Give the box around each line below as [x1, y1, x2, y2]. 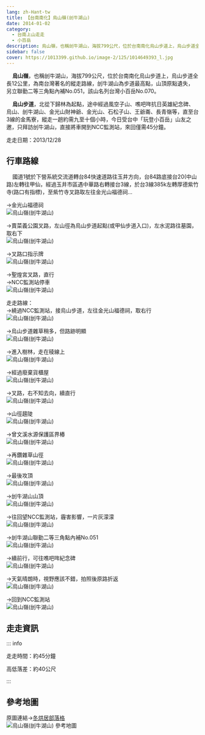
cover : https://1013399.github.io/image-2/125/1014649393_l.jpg [6, 54, 173, 61]
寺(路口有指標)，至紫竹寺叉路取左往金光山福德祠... [6, 188, 133, 196]
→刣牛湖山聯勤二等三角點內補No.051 [6, 534, 99, 541]
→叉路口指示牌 [6, 250, 44, 257]
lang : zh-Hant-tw [6, 9, 51, 15]
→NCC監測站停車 [6, 279, 51, 286]
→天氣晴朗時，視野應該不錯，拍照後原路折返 [6, 575, 119, 583]
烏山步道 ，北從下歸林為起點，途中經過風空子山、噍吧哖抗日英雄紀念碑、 [12, 100, 194, 108]
